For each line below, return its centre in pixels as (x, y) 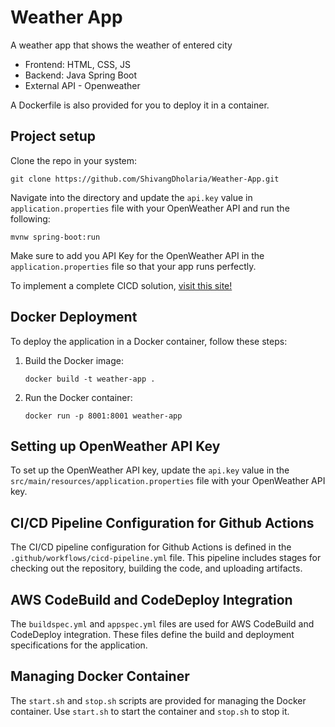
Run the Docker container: (78, 397)
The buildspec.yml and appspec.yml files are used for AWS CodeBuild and (162, 624)
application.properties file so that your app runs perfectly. (133, 266)
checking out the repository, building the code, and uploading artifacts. (156, 568)
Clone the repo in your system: (74, 160)
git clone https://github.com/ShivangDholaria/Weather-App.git (145, 179)
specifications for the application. (79, 645)
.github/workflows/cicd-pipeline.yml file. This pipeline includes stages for (166, 558)
